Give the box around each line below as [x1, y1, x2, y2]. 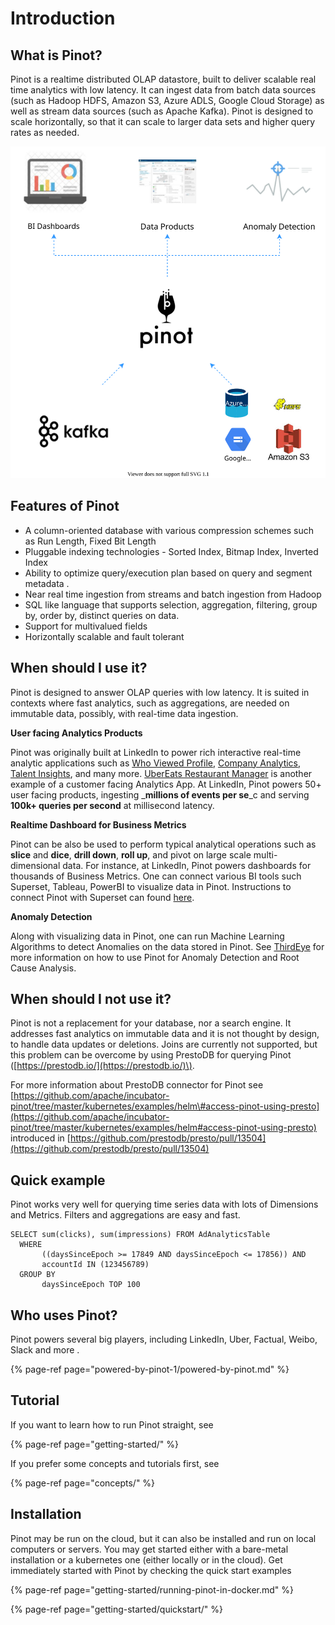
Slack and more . [10, 1344, 80, 1356]
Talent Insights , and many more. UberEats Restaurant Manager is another [10, 767, 313, 779]
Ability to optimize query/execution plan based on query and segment [24, 567, 313, 579]
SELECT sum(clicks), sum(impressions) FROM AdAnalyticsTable [10, 1230, 271, 1240]
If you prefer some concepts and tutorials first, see [10, 1457, 220, 1469]
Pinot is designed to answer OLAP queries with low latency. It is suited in [10, 686, 310, 698]
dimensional [10, 859, 61, 871]
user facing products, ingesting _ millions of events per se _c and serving [10, 788, 310, 801]
